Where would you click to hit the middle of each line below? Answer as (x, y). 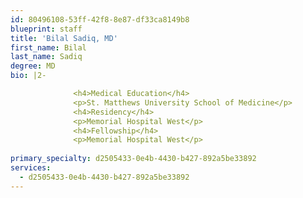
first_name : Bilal (48, 47)
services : (31, 168)
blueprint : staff (46, 29)
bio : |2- (28, 76)
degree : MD (33, 66)
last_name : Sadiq (46, 57)
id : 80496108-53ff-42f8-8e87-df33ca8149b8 (100, 19)
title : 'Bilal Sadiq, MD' (64, 38)
